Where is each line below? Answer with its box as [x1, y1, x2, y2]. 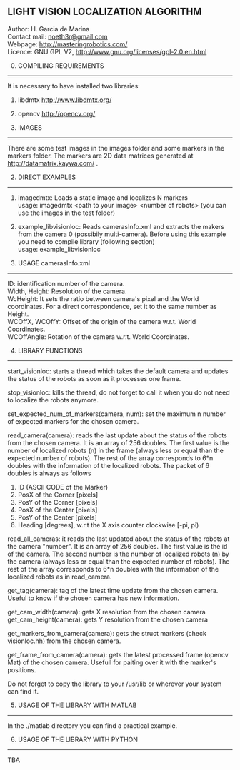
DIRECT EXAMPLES [17, 173, 76, 181]
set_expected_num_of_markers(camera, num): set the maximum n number [7, 410, 226, 418]
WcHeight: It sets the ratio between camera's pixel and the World [7, 294, 199, 303]
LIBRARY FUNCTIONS [17, 346, 83, 355]
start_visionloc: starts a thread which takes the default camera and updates [7, 367, 229, 375]
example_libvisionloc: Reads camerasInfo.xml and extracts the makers [17, 222, 225, 231]
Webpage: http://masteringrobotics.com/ [7, 39, 128, 49]
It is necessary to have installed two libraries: [7, 81, 141, 90]
